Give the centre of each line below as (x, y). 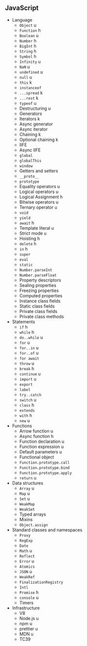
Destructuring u (35, 108)
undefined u (31, 72)
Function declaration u (42, 441)
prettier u (28, 628)
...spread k (31, 93)
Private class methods (42, 316)
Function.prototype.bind (44, 468)
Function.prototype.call (44, 462)
